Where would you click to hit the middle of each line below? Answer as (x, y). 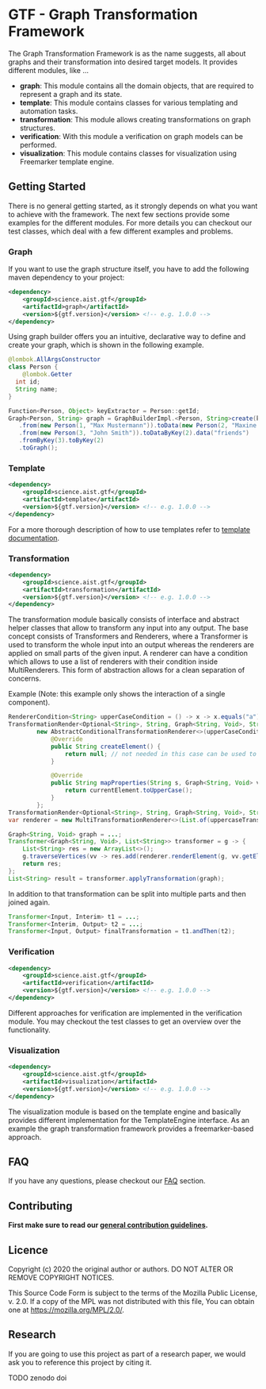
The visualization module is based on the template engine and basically (125, 1111)
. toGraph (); (38, 448)
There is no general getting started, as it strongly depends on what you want (133, 206)
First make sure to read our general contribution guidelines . (108, 1225)
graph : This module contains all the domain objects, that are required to (137, 86)
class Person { (33, 367)
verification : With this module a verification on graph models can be (131, 136)
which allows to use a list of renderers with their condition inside (113, 662)
